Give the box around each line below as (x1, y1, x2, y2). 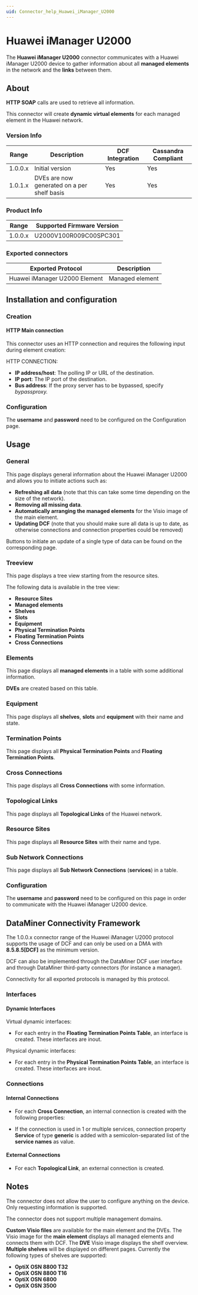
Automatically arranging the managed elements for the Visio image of (14, 507, 189, 514)
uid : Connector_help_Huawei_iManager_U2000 (6, 8, 115, 15)
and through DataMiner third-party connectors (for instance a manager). (6, 964, 182, 971)
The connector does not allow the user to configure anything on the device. (6, 1197, 190, 1205)
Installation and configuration (6, 294, 117, 304)
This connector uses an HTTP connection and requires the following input (6, 340, 186, 347)
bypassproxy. (14, 388, 48, 395)
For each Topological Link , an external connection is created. (14, 1164, 165, 1171)
